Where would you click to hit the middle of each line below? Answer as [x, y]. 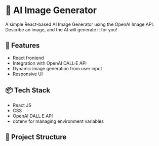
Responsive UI [28, 74]
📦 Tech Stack [28, 90]
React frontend [28, 58]
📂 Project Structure [36, 137]
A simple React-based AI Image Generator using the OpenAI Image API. [80, 24]
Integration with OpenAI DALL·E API [50, 63]
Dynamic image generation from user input [57, 68]
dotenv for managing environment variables [58, 121]
